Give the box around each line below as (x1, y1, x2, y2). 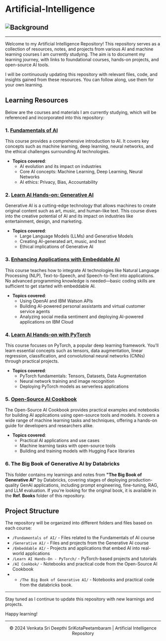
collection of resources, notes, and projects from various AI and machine (5, 46, 154, 52)
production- (128, 477, 153, 482)
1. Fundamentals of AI (5, 127, 58, 134)
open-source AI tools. (5, 62, 49, 68)
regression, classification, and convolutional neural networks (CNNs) (5, 353, 145, 359)
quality (5, 482, 19, 488)
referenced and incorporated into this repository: (5, 115, 105, 120)
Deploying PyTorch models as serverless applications (19, 384, 129, 389)
